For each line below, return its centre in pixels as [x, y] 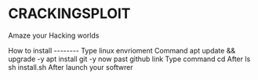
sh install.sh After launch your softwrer [71, 67]
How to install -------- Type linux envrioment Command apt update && [122, 50]
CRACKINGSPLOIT [69, 14]
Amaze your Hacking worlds [54, 35]
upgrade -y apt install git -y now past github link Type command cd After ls [129, 59]
